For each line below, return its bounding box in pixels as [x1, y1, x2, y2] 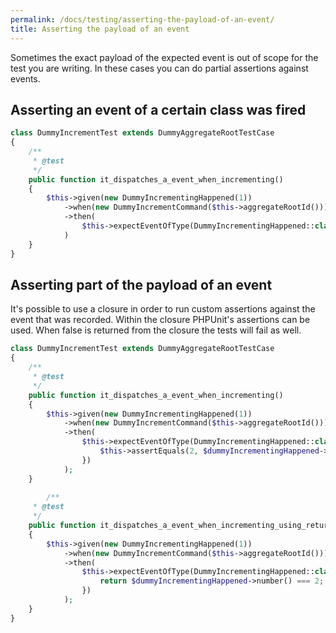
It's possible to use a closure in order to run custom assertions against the [10, 303, 316, 315]
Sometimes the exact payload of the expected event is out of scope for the [10, 51, 319, 63]
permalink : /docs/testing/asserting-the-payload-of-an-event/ [10, 14, 275, 25]
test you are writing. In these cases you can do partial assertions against [10, 62, 309, 74]
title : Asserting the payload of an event [10, 24, 190, 34]
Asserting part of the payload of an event [10, 276, 273, 293]
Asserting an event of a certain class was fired [10, 101, 307, 118]
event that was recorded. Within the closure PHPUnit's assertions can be [10, 314, 311, 326]
